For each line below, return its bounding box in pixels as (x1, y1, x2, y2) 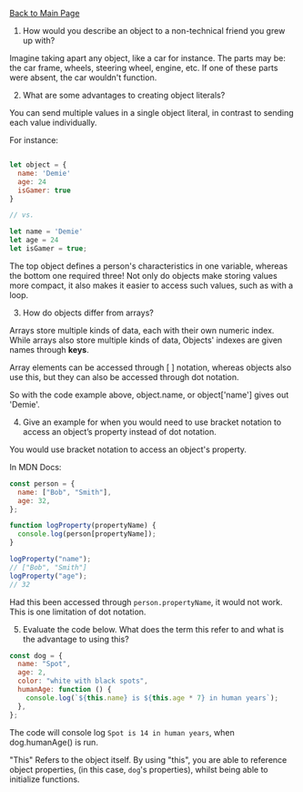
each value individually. (9, 118, 97, 128)
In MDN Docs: (9, 461, 62, 472)
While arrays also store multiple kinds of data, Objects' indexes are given (9, 334, 283, 345)
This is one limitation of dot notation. (9, 606, 146, 617)
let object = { (9, 160, 67, 170)
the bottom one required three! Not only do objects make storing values (9, 270, 278, 281)
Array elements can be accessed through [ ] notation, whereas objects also (9, 362, 292, 373)
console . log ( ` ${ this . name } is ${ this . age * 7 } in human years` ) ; (25, 693, 279, 703)
